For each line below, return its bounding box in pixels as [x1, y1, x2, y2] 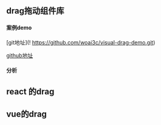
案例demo [6, 24, 32, 31]
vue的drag [6, 109, 47, 119]
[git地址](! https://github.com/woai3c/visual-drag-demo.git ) [6, 38, 156, 46]
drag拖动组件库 [6, 5, 64, 16]
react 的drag [6, 86, 55, 96]
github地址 [6, 51, 33, 59]
